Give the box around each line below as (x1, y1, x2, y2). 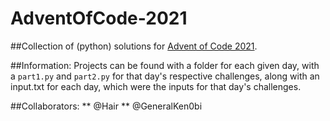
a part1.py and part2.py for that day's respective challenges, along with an (10, 70, 320, 82)
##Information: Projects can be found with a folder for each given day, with (10, 59, 320, 71)
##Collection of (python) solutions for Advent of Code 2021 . (10, 40, 258, 52)
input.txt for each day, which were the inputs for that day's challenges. (10, 80, 302, 92)
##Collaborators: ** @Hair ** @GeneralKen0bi (10, 100, 203, 112)
